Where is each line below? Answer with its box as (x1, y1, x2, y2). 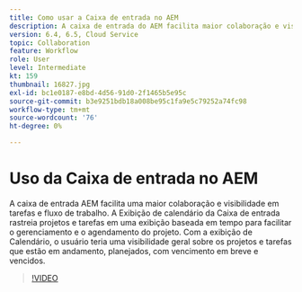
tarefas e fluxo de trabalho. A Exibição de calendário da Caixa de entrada (9, 208, 280, 218)
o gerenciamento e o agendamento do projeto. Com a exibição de (9, 226, 253, 237)
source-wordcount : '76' (9, 113, 99, 122)
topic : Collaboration (9, 38, 91, 48)
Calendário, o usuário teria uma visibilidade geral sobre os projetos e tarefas (9, 235, 292, 247)
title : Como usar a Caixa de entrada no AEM (9, 13, 179, 22)
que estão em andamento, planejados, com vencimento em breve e (9, 245, 259, 256)
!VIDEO (31, 272, 58, 283)
